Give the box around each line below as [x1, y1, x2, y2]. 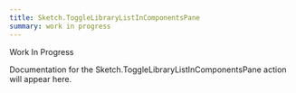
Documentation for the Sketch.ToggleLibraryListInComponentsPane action [9, 64, 287, 75]
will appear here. [9, 73, 72, 84]
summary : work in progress [9, 22, 111, 31]
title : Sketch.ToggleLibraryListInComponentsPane [9, 13, 201, 23]
